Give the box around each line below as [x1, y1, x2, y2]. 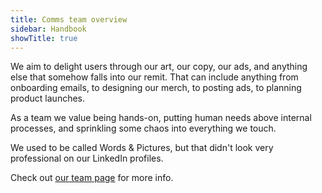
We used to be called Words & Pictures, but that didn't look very [10, 142, 274, 154]
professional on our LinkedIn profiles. [10, 152, 164, 165]
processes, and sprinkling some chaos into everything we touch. [10, 122, 277, 135]
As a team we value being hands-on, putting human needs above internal [10, 112, 312, 124]
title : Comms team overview [10, 14, 128, 25]
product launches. [10, 92, 86, 105]
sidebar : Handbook [10, 24, 87, 34]
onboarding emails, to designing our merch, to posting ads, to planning [10, 82, 302, 94]
